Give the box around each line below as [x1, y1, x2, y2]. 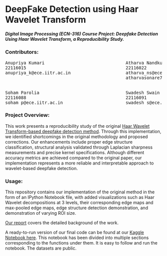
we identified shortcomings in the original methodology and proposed [5, 133, 148, 140]
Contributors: [5, 49, 39, 56]
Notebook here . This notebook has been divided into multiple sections [5, 235, 149, 241]
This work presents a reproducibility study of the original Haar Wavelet [5, 123, 150, 129]
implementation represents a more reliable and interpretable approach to [5, 160, 154, 166]
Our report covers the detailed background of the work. [5, 220, 119, 226]
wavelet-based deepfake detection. [5, 165, 78, 171]
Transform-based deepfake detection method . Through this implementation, [5, 128, 162, 134]
